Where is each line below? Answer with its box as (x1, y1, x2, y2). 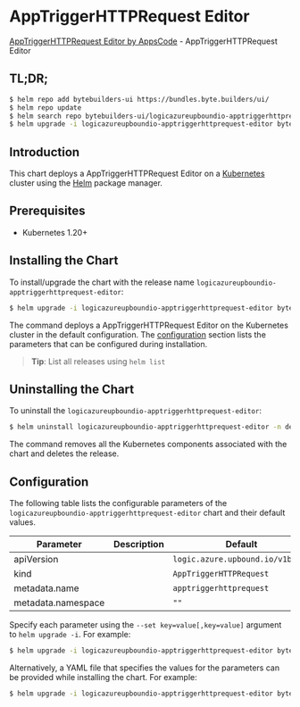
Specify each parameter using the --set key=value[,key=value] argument (9, 620, 282, 630)
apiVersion (13, 553, 59, 566)
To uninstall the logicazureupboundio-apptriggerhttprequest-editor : (9, 405, 262, 416)
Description (112, 538, 165, 551)
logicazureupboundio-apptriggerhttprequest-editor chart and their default (9, 507, 286, 519)
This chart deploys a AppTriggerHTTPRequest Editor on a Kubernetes (9, 168, 265, 179)
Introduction (9, 145, 80, 160)
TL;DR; (9, 71, 49, 87)
